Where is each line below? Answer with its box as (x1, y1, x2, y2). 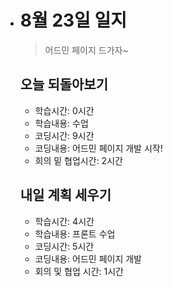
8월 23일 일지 (19, 9, 128, 32)
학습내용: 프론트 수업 (34, 227, 116, 240)
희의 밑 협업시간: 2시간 (34, 154, 123, 166)
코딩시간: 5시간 (34, 240, 95, 252)
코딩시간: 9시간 (34, 129, 95, 141)
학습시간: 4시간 (34, 215, 95, 227)
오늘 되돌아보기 (19, 76, 109, 93)
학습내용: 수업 (34, 117, 89, 129)
